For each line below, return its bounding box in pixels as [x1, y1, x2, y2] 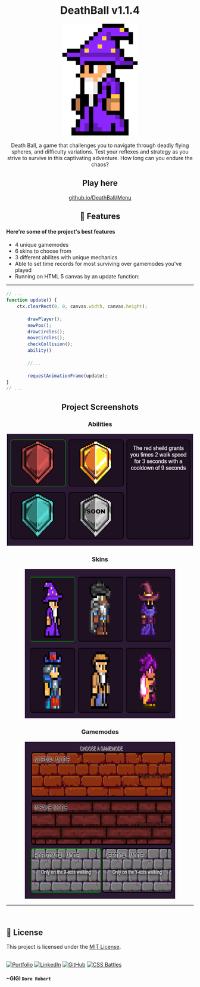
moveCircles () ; [27, 335, 65, 341]
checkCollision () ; [27, 341, 73, 347]
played [14, 266, 32, 274]
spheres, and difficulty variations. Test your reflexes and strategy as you [11, 148, 189, 155]
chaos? [91, 161, 109, 168]
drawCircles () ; [27, 329, 65, 335]
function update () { [6, 297, 58, 304]
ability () [27, 348, 52, 354]
